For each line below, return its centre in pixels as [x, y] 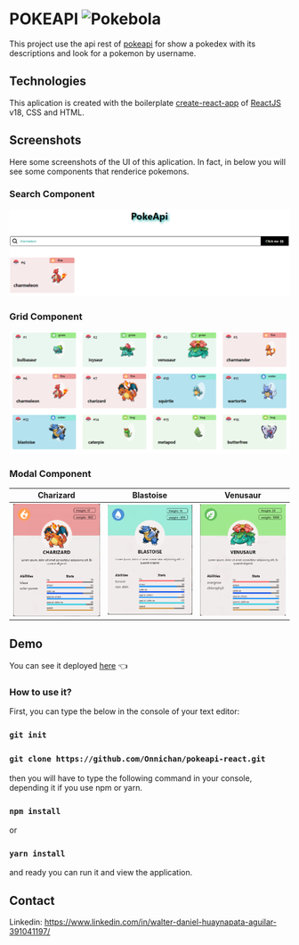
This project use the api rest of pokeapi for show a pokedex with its [133, 44]
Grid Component [46, 316]
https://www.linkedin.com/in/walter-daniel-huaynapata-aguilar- [161, 922]
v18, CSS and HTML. [47, 112]
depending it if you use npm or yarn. [76, 787]
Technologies [48, 82]
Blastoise [149, 496]
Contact [32, 900]
